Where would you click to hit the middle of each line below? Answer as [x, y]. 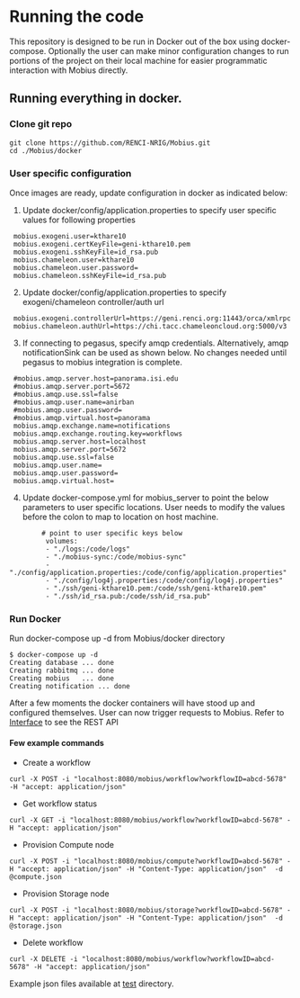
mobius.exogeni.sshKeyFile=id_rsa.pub [86, 252]
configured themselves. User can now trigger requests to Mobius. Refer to [147, 713]
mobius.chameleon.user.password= [76, 267]
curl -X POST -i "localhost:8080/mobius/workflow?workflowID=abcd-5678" [148, 779]
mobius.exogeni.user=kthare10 [70, 236]
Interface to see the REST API [64, 723]
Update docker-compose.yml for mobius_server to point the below [146, 498]
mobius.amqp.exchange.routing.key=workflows [97, 434]
